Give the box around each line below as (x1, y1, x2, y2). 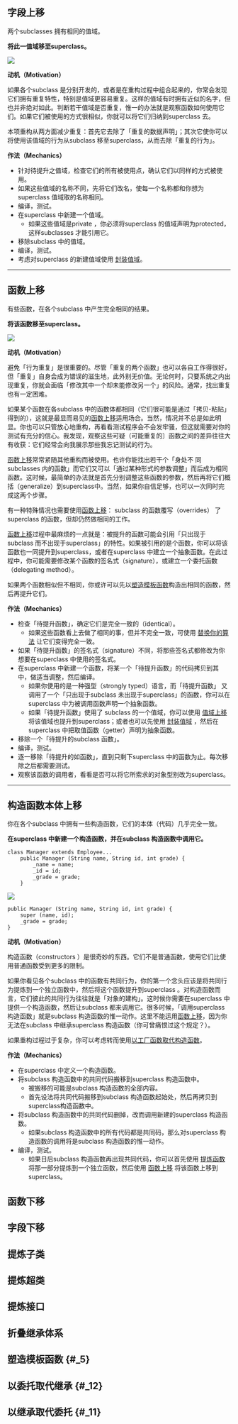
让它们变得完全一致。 (36, 637, 99, 646)
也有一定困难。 (7, 390, 51, 398)
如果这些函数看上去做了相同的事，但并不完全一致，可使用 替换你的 (28, 628, 223, 636)
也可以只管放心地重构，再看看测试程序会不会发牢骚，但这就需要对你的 (25, 422, 231, 431)
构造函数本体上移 (7, 800, 82, 812)
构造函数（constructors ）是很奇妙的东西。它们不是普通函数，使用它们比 (7, 953, 220, 961)
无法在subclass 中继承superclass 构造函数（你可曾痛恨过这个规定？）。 (7, 1021, 215, 1030)
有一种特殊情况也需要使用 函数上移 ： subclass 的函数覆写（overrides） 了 (7, 506, 222, 514)
